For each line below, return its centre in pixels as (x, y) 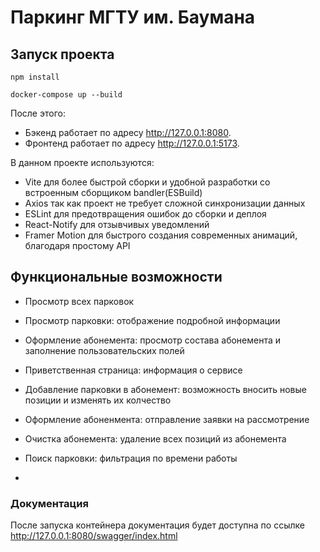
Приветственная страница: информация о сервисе (133, 370)
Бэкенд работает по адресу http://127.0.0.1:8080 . (128, 132)
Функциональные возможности (116, 277)
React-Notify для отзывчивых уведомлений (117, 224)
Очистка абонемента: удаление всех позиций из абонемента (155, 438)
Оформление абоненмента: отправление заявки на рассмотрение (167, 419)
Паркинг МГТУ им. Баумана (133, 17)
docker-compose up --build (66, 95)
